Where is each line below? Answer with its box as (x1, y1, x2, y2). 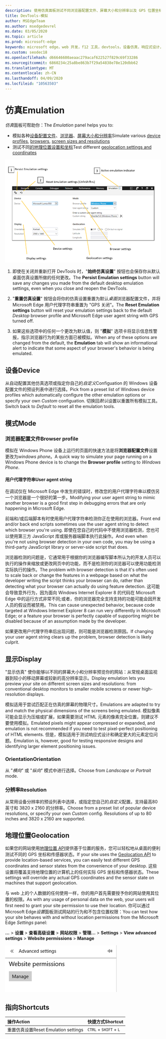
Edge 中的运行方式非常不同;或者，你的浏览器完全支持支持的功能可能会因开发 (5, 596, 161, 602)
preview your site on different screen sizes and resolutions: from (5, 681, 136, 687)
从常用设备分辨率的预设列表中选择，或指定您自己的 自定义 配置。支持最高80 (5, 799, 158, 805)
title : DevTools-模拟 (5, 13, 48, 18)
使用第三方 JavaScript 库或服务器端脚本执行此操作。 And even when (9, 533, 148, 539)
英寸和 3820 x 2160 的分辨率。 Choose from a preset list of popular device (5, 805, 156, 810)
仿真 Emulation (5, 105, 65, 116)
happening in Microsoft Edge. (5, 506, 65, 512)
